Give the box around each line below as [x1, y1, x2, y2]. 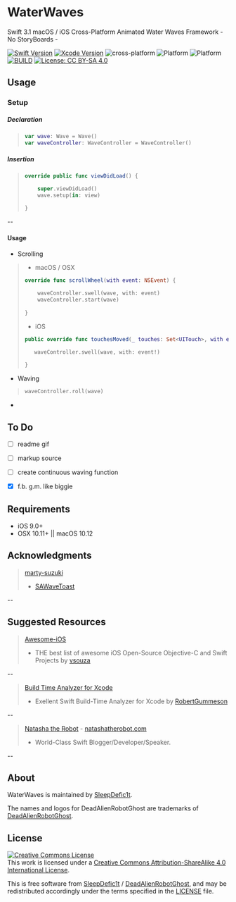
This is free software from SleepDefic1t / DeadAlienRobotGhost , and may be [7, 879, 227, 888]
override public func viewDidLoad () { [24, 172, 138, 180]
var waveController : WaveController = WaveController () [24, 140, 192, 147]
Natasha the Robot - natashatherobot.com [24, 724, 147, 733]
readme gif [17, 440, 50, 448]
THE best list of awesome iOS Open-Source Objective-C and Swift [34, 648, 228, 657]
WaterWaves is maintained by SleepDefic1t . [7, 791, 133, 799]
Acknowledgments [7, 550, 93, 562]
